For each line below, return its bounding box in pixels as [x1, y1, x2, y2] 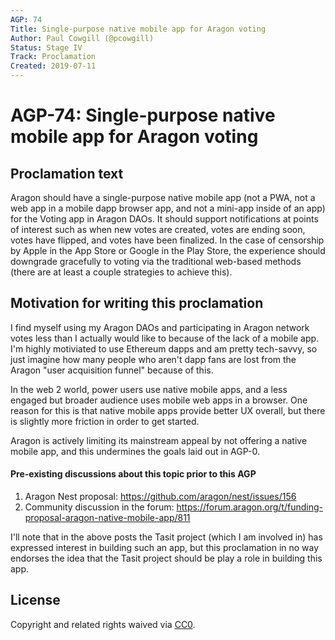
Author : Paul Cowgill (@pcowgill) [10, 33, 155, 43]
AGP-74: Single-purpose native [10, 104, 276, 127]
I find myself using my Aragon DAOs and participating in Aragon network [10, 321, 310, 333]
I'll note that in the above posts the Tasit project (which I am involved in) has [10, 531, 323, 543]
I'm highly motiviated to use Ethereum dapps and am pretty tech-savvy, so [10, 342, 318, 355]
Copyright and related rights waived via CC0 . [10, 618, 196, 630]
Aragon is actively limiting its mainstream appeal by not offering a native [10, 434, 308, 446]
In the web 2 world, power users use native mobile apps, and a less [10, 383, 288, 395]
